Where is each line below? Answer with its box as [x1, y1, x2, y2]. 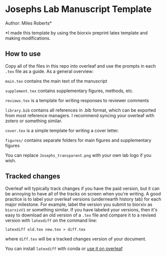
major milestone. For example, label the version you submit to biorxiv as [5, 201, 153, 207]
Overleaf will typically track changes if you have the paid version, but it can [5, 185, 160, 191]
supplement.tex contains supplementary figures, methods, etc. [5, 88, 134, 94]
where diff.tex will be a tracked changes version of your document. [5, 235, 147, 241]
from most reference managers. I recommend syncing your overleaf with [5, 112, 155, 118]
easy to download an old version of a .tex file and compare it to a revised [5, 212, 156, 218]
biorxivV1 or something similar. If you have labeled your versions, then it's [5, 206, 158, 212]
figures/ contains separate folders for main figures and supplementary [5, 137, 152, 143]
